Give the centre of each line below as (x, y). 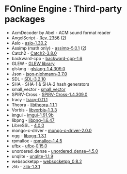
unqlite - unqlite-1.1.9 (32, 156)
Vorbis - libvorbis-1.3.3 (34, 110)
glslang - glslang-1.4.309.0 (38, 68)
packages (25, 19)
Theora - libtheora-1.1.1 (34, 105)
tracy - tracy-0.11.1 (30, 99)
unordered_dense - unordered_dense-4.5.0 (55, 151)
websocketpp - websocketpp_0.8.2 (47, 161)
